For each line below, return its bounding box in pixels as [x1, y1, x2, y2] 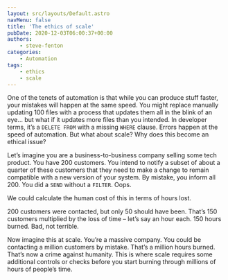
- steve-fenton [19, 42, 64, 49]
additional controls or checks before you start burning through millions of [7, 258, 216, 266]
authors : [7, 36, 33, 43]
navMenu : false [7, 17, 51, 24]
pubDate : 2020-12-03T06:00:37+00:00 [7, 29, 113, 37]
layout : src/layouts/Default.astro [7, 10, 110, 17]
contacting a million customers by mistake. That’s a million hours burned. [7, 243, 216, 252]
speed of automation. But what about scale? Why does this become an [7, 130, 209, 139]
